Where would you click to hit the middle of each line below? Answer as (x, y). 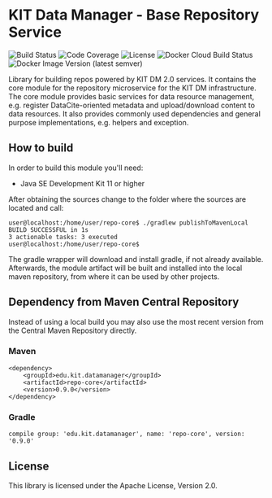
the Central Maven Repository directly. (73, 330)
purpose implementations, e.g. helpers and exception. (99, 122)
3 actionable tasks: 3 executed (63, 237)
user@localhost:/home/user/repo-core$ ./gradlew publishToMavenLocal (129, 223)
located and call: (36, 207)
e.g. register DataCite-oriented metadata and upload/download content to (132, 105)
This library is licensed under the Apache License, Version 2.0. (113, 485)
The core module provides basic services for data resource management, (132, 96)
